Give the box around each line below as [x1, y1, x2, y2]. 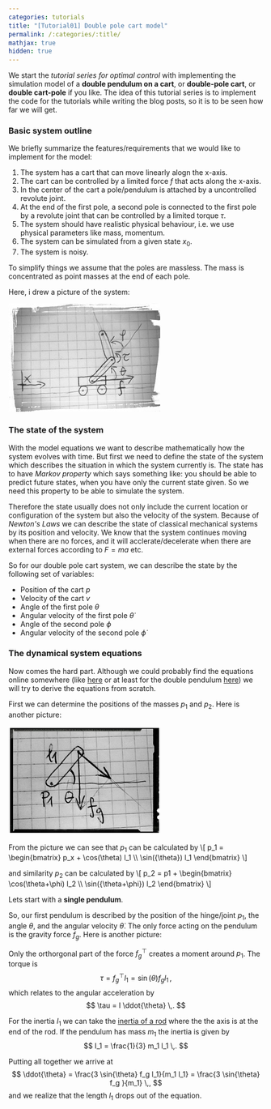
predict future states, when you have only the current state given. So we [8, 477, 249, 487]
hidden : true [8, 47, 53, 56]
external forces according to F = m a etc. [8, 544, 144, 554]
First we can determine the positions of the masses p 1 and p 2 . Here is [8, 699, 240, 710]
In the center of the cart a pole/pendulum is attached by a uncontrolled [19, 185, 256, 194]
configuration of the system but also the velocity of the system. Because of [8, 510, 260, 520]
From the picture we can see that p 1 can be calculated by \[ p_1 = [8, 842, 224, 854]
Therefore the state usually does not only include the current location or [8, 501, 248, 511]
